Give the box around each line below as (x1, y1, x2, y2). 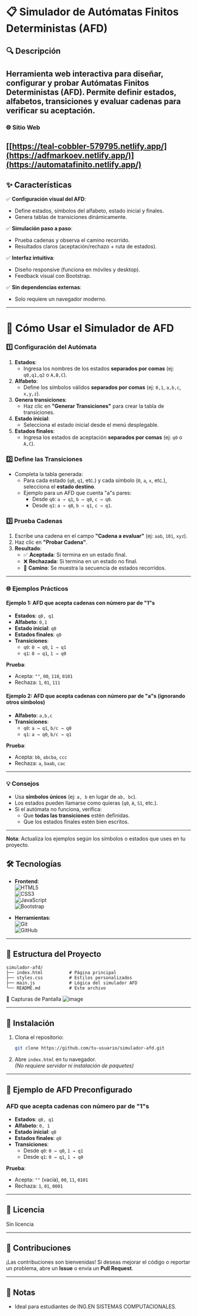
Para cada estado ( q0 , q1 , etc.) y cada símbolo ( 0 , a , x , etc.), (23, 477, 167, 484)
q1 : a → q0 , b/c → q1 (23, 730, 72, 737)
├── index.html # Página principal (6, 970, 117, 976)
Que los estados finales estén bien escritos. (23, 818, 130, 825)
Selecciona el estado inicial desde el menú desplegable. (23, 421, 159, 428)
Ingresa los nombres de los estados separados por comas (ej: (23, 365, 174, 372)
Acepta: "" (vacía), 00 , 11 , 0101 (14, 1176, 89, 1183)
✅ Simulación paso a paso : (6, 225, 73, 232)
